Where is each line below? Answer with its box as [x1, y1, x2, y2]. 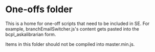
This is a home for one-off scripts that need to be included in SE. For [5, 20, 150, 27]
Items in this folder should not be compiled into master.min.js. [5, 41, 135, 47]
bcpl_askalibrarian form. [5, 31, 56, 37]
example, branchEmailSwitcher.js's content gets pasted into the [5, 25, 139, 32]
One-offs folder [5, 4, 73, 15]
